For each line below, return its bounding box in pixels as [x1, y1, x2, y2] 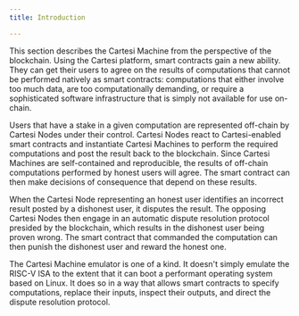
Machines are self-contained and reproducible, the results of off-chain [9, 157, 269, 168]
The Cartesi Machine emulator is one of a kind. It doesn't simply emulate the [9, 258, 290, 269]
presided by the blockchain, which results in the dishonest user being [9, 222, 265, 233]
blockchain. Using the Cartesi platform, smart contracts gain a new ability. [9, 54, 281, 65]
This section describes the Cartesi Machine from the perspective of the [9, 46, 272, 56]
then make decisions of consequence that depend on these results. [9, 176, 257, 187]
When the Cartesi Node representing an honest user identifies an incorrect [9, 194, 284, 204]
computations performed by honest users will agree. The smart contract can [9, 167, 290, 178]
